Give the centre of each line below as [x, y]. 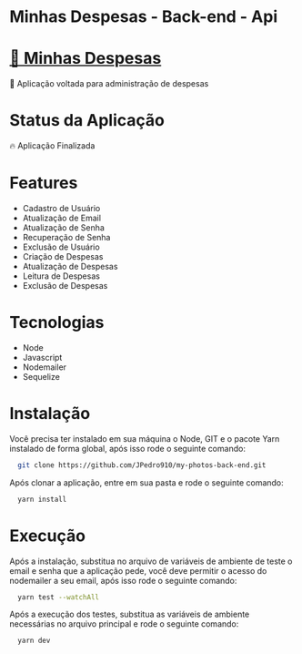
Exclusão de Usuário [61, 247]
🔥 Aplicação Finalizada [52, 146]
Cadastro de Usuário [61, 208]
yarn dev [34, 641]
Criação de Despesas [63, 256]
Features [44, 183]
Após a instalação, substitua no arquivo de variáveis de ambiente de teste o [151, 561]
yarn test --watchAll [59, 597]
